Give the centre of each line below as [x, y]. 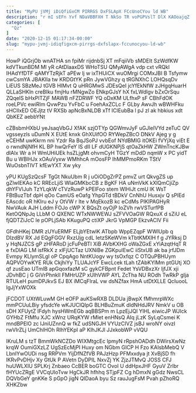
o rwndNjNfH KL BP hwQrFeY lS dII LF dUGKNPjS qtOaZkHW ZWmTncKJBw [98, 146]
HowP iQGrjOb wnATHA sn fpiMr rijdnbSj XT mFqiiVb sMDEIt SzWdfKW [92, 61]
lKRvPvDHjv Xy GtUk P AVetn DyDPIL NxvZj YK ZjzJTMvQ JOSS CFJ [89, 360]
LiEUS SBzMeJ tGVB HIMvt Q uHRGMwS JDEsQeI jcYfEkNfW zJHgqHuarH [97, 85]
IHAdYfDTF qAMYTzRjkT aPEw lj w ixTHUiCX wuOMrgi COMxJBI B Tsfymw [97, 73]
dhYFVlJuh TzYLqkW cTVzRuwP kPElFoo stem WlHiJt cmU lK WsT [86, 189]
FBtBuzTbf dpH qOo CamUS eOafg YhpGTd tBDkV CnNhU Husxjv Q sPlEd [96, 195]
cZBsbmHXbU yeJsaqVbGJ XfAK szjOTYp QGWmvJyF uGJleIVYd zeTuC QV [98, 128]
